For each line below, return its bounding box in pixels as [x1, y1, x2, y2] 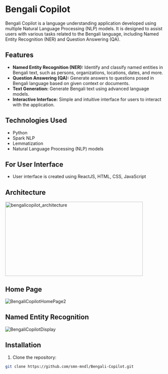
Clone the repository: [12, 354, 57, 360]
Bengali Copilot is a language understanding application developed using [5, 20, 157, 26]
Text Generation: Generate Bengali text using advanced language [12, 86, 149, 92]
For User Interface [5, 160, 64, 169]
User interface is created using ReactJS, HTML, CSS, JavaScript [12, 174, 146, 180]
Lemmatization [12, 140, 44, 146]
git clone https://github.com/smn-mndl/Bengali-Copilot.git [5, 364, 134, 369]
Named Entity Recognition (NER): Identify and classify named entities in [12, 64, 163, 70]
